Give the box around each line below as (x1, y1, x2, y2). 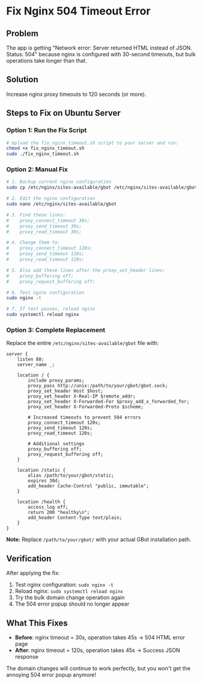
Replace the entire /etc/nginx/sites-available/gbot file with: (6, 340, 159, 347)
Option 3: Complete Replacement (6, 326, 106, 334)
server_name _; (17, 362, 55, 368)
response (14, 653, 39, 660)
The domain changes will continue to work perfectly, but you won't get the (6, 665, 191, 672)
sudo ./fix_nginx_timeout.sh (6, 151, 79, 157)
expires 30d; (28, 478, 61, 484)
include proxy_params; (28, 378, 85, 384)
